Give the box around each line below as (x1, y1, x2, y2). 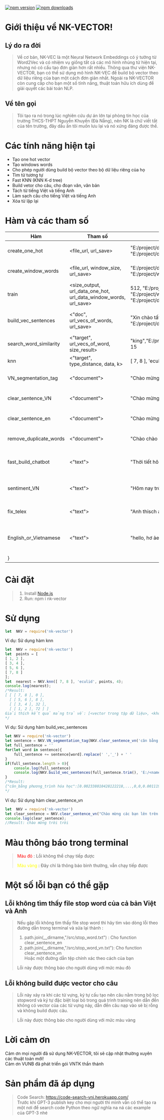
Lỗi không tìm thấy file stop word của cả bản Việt (5, 899, 156, 907)
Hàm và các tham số (5, 215, 89, 226)
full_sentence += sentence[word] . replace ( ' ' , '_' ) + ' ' (14, 752, 132, 757)
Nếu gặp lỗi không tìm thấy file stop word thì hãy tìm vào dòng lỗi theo (17, 920, 158, 926)
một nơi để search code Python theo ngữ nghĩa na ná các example (17, 1104, 151, 1110)
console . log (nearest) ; (5, 684, 51, 689)
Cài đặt (5, 574, 35, 585)
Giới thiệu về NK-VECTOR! (5, 22, 113, 33)
